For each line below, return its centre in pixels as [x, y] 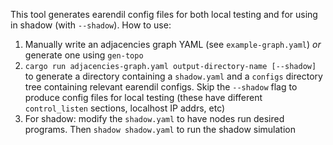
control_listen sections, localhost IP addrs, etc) [125, 108]
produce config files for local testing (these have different [143, 97]
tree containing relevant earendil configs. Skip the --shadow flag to [161, 87]
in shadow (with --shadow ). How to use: [91, 25]
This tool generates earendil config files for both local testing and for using [164, 14]
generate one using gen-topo [84, 55]
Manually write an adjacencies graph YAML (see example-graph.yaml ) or [173, 44]
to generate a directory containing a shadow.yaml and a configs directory [173, 76]
